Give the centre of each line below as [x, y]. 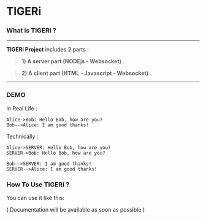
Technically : [22, 136]
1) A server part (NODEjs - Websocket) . [73, 61]
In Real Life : [22, 108]
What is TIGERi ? [31, 31]
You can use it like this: [35, 198]
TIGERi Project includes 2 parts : [48, 50]
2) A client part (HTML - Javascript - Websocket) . [86, 73]
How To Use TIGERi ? [38, 184]
